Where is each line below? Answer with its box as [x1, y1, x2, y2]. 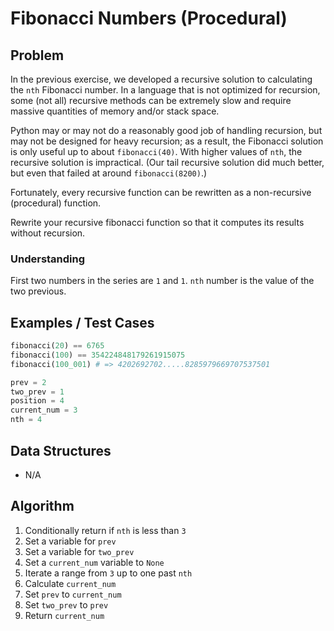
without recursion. [10, 227, 86, 239]
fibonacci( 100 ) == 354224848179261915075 [10, 350, 186, 360]
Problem [10, 47, 65, 64]
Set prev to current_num [24, 588, 122, 600]
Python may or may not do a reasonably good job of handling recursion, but [10, 125, 323, 136]
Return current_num [24, 609, 105, 621]
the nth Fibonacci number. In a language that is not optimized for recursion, [10, 84, 321, 96]
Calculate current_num [24, 577, 117, 589]
